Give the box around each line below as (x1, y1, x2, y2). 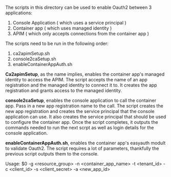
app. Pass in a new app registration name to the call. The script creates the (5, 103, 164, 109)
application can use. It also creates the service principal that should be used (5, 114, 166, 120)
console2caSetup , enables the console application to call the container (5, 97, 157, 103)
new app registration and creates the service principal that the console (5, 108, 155, 114)
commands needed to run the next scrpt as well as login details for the (5, 125, 154, 130)
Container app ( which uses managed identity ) (12, 25, 112, 31)
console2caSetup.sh (12, 56, 56, 62)
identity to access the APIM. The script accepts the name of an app (5, 77, 147, 82)
